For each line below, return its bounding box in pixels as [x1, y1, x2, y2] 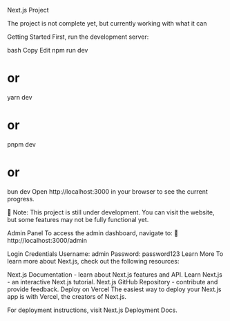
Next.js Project [7, 6, 50, 14]
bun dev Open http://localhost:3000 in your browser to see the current [7, 187, 209, 196]
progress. [7, 194, 35, 203]
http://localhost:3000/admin [7, 236, 88, 244]
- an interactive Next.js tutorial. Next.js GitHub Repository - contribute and [7, 277, 218, 286]
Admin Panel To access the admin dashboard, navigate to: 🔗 [7, 228, 178, 237]
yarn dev [7, 93, 32, 101]
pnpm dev [7, 140, 36, 148]
